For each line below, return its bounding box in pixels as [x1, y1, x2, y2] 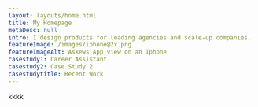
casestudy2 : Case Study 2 [8, 63, 93, 71]
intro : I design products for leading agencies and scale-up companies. [8, 33, 252, 42]
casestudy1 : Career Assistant [8, 56, 108, 64]
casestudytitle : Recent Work [8, 70, 104, 78]
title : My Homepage [8, 19, 72, 27]
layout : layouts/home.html [8, 11, 97, 20]
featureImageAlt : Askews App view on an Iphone [8, 48, 168, 56]
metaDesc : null [8, 26, 58, 34]
